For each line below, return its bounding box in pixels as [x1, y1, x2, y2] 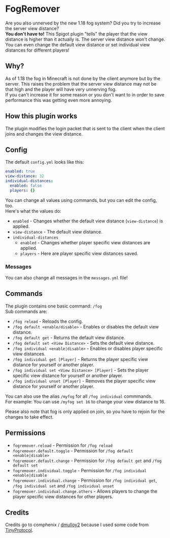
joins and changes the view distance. [5, 131, 83, 137]
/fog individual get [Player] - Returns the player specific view [12, 356, 148, 362]
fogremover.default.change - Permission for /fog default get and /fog [12, 457, 162, 464]
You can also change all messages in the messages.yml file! [5, 275, 128, 281]
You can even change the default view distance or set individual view [5, 41, 150, 47]
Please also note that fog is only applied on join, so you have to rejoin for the [5, 408, 165, 415]
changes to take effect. [5, 414, 54, 420]
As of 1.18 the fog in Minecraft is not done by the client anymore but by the [5, 75, 161, 82]
